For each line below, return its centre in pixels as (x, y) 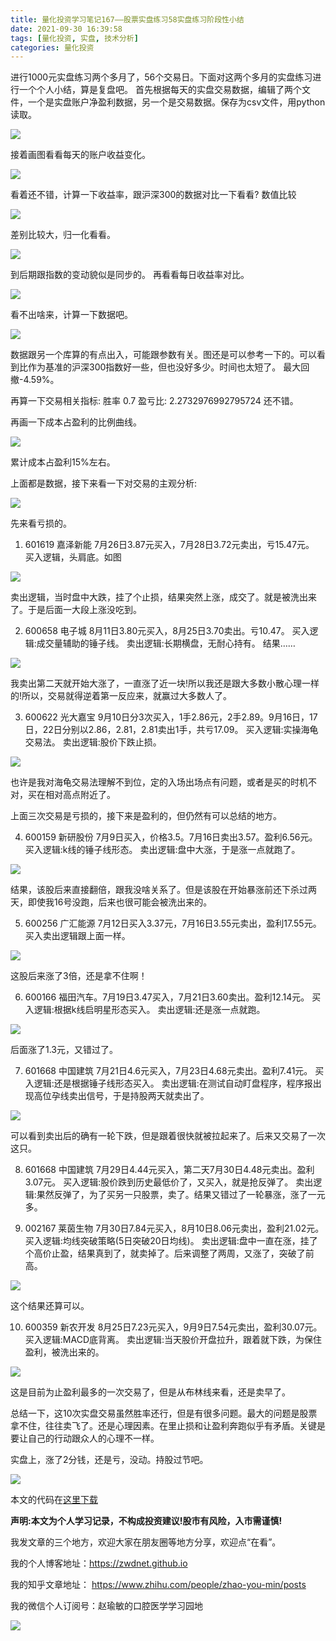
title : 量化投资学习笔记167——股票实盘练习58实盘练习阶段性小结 (127, 19)
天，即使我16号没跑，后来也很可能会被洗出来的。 (111, 902)
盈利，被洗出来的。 (64, 1352)
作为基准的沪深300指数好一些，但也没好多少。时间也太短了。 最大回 (168, 367)
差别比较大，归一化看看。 (63, 235)
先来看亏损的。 (41, 523)
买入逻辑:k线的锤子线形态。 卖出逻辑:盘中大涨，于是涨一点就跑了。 (162, 850)
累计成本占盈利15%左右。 (63, 462)
